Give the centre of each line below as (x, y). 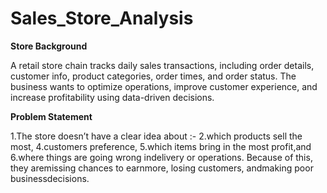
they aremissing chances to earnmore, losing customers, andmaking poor (162, 168)
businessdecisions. (50, 178)
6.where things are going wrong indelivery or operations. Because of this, (161, 157)
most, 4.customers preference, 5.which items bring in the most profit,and (161, 146)
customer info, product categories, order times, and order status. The (153, 76)
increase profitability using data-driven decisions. (112, 97)
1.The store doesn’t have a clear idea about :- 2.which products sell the (156, 136)
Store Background (49, 46)
